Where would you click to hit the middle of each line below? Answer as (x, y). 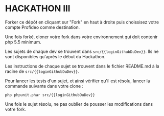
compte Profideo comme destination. (42, 27)
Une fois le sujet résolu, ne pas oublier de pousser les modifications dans (79, 104)
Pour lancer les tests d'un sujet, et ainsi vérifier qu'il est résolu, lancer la (78, 81)
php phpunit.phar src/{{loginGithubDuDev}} (50, 95)
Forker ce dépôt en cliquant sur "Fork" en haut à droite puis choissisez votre (82, 22)
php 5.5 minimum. (23, 42)
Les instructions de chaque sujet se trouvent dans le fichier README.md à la (82, 66)
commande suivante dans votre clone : (44, 86)
